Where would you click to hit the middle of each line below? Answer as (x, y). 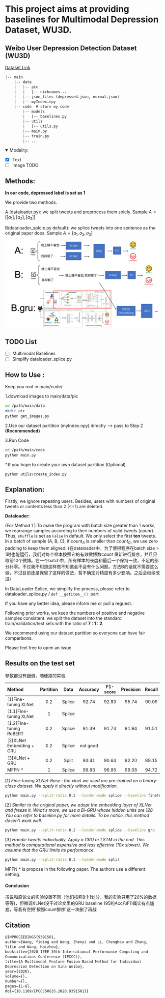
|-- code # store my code (41, 107)
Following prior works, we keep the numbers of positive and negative (75, 613)
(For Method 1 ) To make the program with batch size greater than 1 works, (81, 526)
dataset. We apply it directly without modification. (68, 786)
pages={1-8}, (18, 986)
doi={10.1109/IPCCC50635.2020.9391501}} (47, 991)
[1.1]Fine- (18, 711)
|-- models (34, 112)
